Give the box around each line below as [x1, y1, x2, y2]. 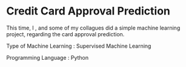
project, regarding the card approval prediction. [6, 30, 125, 37]
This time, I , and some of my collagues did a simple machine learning [6, 24, 181, 31]
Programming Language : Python [6, 54, 89, 61]
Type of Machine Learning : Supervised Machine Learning [6, 42, 151, 49]
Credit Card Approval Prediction [6, 4, 171, 18]
